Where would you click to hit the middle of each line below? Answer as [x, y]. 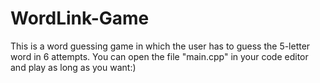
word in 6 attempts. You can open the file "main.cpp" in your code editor [159, 56]
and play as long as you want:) [73, 67]
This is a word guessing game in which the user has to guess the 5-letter [160, 46]
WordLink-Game [80, 18]
